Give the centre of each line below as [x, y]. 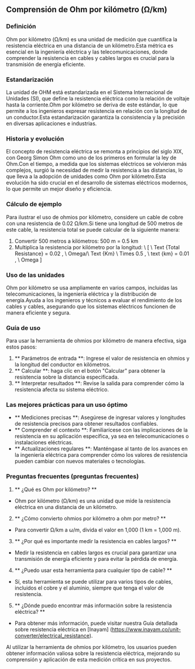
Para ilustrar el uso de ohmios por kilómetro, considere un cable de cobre [95, 217]
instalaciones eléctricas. [44, 443]
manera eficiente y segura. [39, 312]
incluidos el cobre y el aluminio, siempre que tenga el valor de [89, 588]
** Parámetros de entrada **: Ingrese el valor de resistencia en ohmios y [102, 359]
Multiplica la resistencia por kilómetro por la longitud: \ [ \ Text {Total [97, 247]
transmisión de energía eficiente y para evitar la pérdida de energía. [96, 558]
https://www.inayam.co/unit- [147, 629]
